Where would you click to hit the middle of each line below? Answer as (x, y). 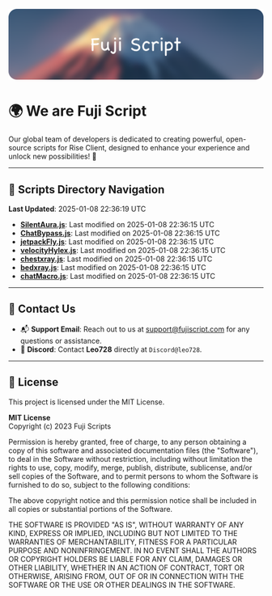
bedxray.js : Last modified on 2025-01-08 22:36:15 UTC (113, 268)
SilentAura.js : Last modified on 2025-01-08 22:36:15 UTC (117, 225)
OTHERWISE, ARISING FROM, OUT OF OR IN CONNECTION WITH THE (126, 576)
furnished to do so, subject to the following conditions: (99, 484)
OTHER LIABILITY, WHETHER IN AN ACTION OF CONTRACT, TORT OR (126, 568)
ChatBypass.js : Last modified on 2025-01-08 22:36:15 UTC (120, 233)
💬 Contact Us (42, 309)
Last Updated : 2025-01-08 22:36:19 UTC (77, 209)
